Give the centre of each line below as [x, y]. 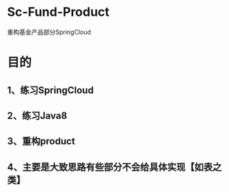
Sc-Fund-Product [58, 12]
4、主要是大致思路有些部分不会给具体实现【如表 [110, 167]
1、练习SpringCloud [51, 90]
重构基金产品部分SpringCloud [49, 32]
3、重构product [41, 141]
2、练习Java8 [37, 116]
